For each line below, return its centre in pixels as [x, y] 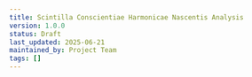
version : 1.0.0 [37, 26]
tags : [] [25, 58]
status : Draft [35, 34]
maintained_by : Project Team [63, 50]
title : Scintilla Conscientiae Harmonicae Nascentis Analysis [126, 17]
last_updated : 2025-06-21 [57, 42]
